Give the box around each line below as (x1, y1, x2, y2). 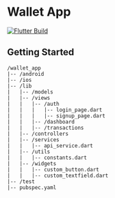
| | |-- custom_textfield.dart (7, 172, 109, 179)
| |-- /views (7, 94, 51, 101)
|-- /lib (7, 83, 32, 89)
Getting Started (7, 46, 75, 58)
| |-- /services (7, 136, 60, 143)
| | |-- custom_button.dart (7, 166, 99, 173)
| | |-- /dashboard (7, 118, 75, 125)
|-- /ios (7, 76, 32, 83)
